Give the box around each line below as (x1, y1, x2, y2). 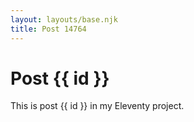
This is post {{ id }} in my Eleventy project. (10, 100, 185, 112)
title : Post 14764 (10, 24, 87, 34)
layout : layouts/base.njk (10, 14, 118, 25)
